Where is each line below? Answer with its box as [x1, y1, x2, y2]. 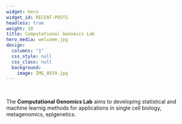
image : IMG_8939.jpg [17, 70, 68, 76]
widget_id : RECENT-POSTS [6, 14, 68, 20]
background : [11, 64, 42, 71]
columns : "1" [11, 48, 44, 54]
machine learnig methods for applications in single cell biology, [6, 104, 162, 111]
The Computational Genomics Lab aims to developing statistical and [6, 98, 177, 105]
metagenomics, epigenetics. [6, 111, 77, 118]
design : [6, 43, 26, 49]
